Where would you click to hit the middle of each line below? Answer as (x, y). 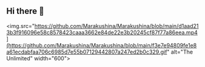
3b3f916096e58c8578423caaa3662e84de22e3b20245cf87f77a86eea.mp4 (102, 32)
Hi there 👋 (25, 11)
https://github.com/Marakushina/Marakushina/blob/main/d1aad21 (117, 26)
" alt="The (180, 52)
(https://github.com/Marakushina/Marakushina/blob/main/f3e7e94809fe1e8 (102, 45)
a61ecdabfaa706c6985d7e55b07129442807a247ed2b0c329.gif (87, 52)
